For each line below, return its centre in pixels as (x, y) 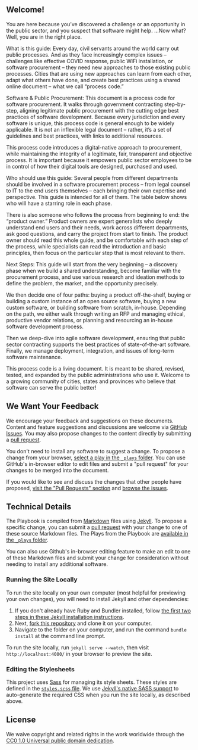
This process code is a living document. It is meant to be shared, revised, (95, 368)
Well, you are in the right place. (44, 37)
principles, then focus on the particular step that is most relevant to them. (96, 253)
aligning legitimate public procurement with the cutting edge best (99, 110)
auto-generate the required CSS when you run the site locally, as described (98, 695)
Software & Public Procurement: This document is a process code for (91, 98)
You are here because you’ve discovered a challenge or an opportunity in (96, 24)
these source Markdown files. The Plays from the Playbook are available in (97, 534)
